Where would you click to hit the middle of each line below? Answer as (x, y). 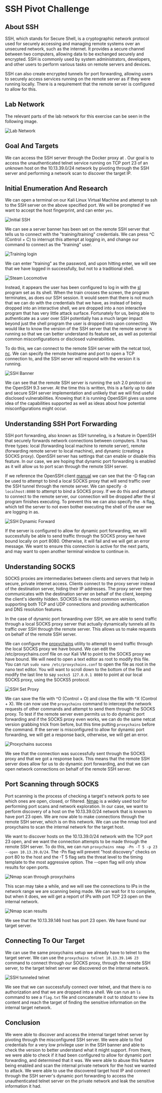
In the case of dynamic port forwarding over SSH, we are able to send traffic (81, 619)
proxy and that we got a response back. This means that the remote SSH (77, 759)
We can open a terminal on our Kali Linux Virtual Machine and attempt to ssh (81, 200)
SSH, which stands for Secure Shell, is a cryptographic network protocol (77, 38)
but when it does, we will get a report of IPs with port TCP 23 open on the (78, 896)
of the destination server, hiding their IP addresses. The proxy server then (79, 589)
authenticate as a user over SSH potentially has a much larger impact (74, 319)
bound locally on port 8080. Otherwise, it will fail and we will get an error (77, 541)
